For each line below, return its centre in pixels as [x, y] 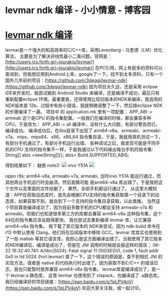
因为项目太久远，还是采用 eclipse [123, 87]
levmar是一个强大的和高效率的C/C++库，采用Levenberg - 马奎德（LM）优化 [84, 50]
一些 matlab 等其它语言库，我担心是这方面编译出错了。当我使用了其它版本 [86, 239]
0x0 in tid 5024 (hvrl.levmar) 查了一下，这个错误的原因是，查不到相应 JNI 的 [84, 257]
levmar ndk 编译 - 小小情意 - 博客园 [78, 10]
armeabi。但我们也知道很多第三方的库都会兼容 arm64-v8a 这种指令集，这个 [83, 214]
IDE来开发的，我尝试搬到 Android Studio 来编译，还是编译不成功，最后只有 [82, 93]
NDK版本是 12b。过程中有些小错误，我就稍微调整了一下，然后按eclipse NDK [84, 105]
